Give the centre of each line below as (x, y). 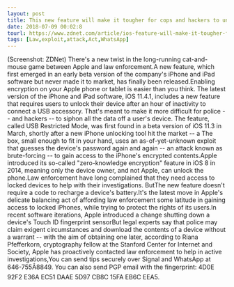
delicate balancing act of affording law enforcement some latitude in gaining (117, 200)
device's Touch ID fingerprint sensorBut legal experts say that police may (112, 222)
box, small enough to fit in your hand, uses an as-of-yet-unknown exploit (112, 141)
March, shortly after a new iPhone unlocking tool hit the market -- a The (110, 134)
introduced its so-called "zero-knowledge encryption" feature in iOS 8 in (111, 163)
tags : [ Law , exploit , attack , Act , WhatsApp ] (68, 40)
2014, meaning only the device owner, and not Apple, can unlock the (106, 171)
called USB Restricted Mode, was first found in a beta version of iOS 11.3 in (114, 126)
